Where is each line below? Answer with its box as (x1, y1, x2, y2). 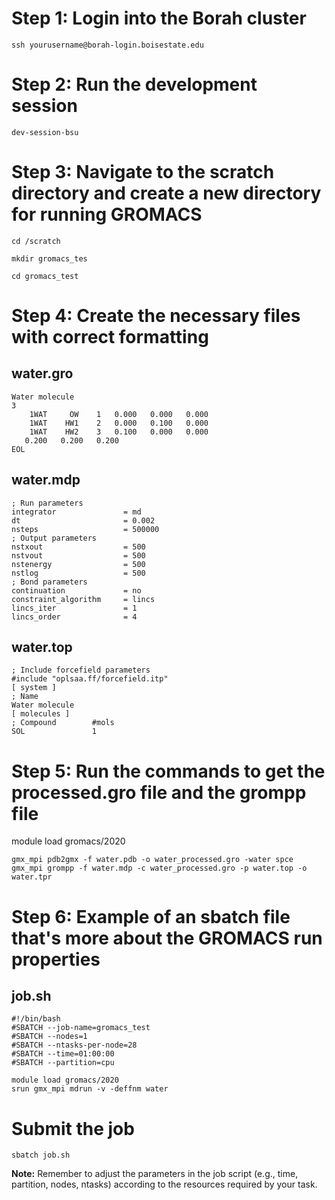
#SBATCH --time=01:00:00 (11, 1049, 115, 1059)
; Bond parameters (11, 577, 88, 587)
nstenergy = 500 (11, 559, 146, 569)
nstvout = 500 (11, 550, 146, 561)
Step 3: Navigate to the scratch (11, 161, 275, 184)
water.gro (11, 365, 74, 382)
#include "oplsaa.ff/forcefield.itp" (11, 674, 169, 684)
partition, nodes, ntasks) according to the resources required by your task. (11, 1178, 318, 1191)
